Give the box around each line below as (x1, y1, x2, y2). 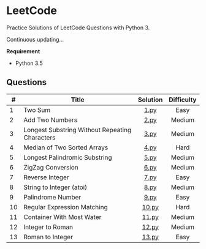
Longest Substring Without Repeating (23, 125, 132, 134)
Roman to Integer (23, 232, 74, 241)
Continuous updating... (6, 35, 64, 43)
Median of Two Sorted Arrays (23, 143, 109, 152)
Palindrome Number (23, 193, 82, 201)
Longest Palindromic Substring (23, 153, 112, 162)
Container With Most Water (23, 212, 102, 221)
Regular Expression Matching (23, 203, 109, 211)
